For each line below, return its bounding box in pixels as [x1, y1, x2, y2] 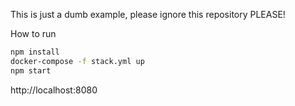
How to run [10, 28, 57, 39]
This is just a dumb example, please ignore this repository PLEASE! [10, 9, 286, 20]
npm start [10, 65, 52, 76]
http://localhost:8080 [10, 84, 98, 96]
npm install [10, 47, 60, 57]
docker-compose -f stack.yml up [10, 56, 145, 66]
